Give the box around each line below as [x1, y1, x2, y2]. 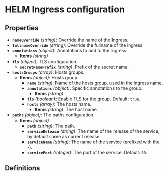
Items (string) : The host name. [34, 107, 98, 112]
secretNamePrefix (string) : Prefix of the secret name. [19, 64, 129, 70]
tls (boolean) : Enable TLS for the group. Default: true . [27, 96, 141, 102]
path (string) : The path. [27, 123, 75, 129]
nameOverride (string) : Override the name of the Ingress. [12, 37, 129, 43]
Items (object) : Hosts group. [19, 75, 79, 80]
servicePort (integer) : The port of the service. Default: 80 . [27, 150, 147, 155]
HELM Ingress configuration [5, 4, 125, 15]
